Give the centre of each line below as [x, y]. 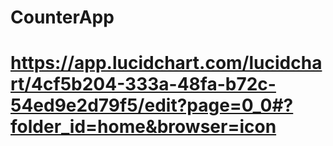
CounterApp [62, 17]
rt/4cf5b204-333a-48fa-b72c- [143, 84]
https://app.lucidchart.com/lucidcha [166, 63]
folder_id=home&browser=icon [143, 127]
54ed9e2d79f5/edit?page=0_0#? [152, 105]
